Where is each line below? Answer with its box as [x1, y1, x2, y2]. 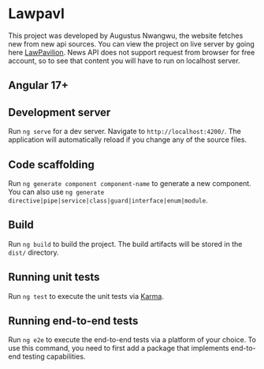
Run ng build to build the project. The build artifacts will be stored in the [8, 239, 243, 248]
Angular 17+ [8, 79, 69, 92]
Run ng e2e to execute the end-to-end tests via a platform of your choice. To [8, 335, 257, 345]
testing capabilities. [22, 352, 86, 361]
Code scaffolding [8, 158, 95, 171]
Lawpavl [8, 5, 65, 23]
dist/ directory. [8, 248, 59, 257]
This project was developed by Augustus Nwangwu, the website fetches [8, 31, 244, 40]
